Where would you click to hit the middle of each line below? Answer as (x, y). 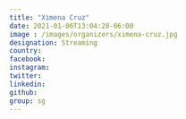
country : (25, 51)
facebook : (28, 59)
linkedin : (28, 84)
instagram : (30, 68)
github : (24, 92)
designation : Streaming (54, 42)
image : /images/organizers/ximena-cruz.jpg (93, 34)
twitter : (25, 76)
